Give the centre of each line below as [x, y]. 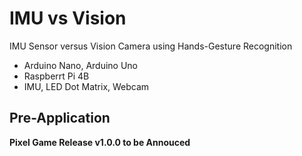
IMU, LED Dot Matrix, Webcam [86, 86]
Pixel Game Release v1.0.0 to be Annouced [100, 142]
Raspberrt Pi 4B [56, 76]
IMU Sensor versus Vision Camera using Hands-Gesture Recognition [151, 46]
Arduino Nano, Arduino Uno [81, 65]
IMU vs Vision [68, 18]
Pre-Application [60, 118]
